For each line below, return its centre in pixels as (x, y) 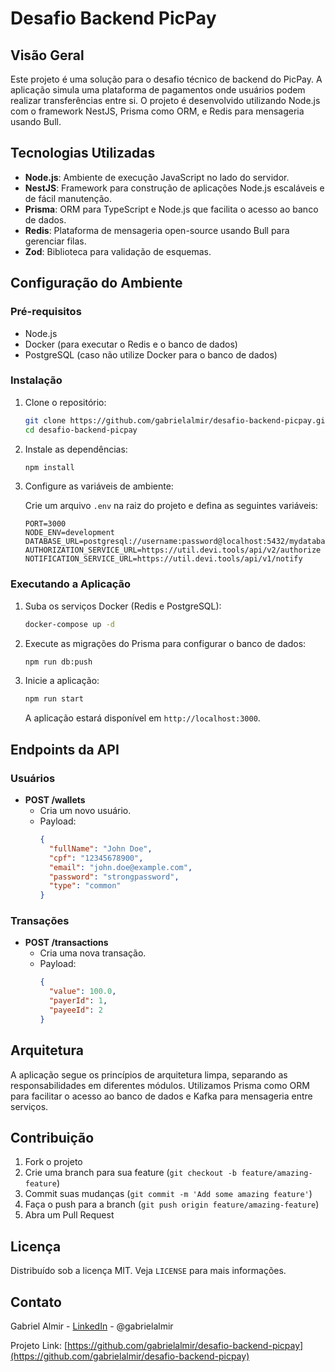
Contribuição (52, 1138)
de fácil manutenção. (68, 198)
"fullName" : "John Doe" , (100, 848)
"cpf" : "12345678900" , (96, 858)
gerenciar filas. (55, 241)
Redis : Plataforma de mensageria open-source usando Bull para (157, 230)
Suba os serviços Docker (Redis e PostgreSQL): (123, 606)
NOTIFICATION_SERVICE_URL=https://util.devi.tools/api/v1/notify (163, 559)
